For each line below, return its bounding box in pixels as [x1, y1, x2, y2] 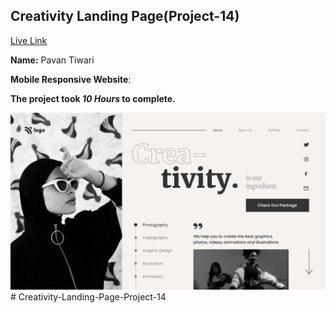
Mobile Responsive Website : [10, 73, 132, 85]
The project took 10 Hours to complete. [10, 92, 176, 104]
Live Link [10, 34, 48, 46]
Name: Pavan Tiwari [10, 54, 95, 66]
